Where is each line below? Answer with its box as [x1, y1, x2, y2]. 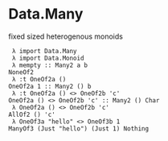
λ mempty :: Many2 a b [11, 61, 88, 69]
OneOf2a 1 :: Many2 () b [8, 82, 92, 90]
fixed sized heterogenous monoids [8, 31, 123, 41]
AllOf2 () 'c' [8, 110, 56, 118]
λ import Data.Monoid [11, 54, 84, 62]
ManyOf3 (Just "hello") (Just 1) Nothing [8, 124, 150, 133]
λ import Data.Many [11, 47, 78, 55]
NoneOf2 [8, 68, 35, 77]
